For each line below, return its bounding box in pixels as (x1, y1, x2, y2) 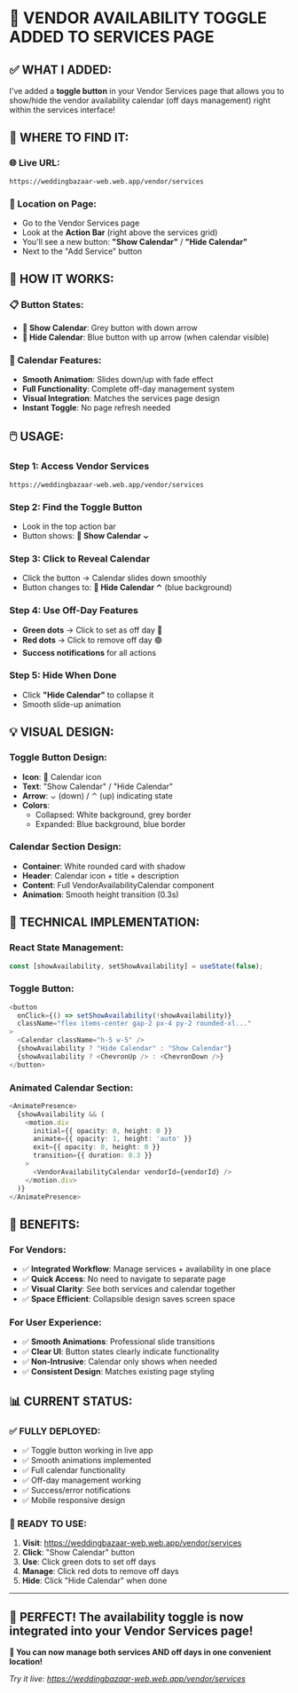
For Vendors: (9, 1243, 67, 1256)
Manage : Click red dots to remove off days (21, 1566, 179, 1577)
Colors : (21, 799, 51, 810)
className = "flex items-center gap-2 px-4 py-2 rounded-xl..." (17, 1020, 252, 1028)
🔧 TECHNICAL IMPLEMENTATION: (9, 915, 200, 930)
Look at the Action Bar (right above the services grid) (21, 226, 218, 238)
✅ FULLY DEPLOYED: (9, 1424, 101, 1437)
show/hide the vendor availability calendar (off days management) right (9, 95, 271, 106)
